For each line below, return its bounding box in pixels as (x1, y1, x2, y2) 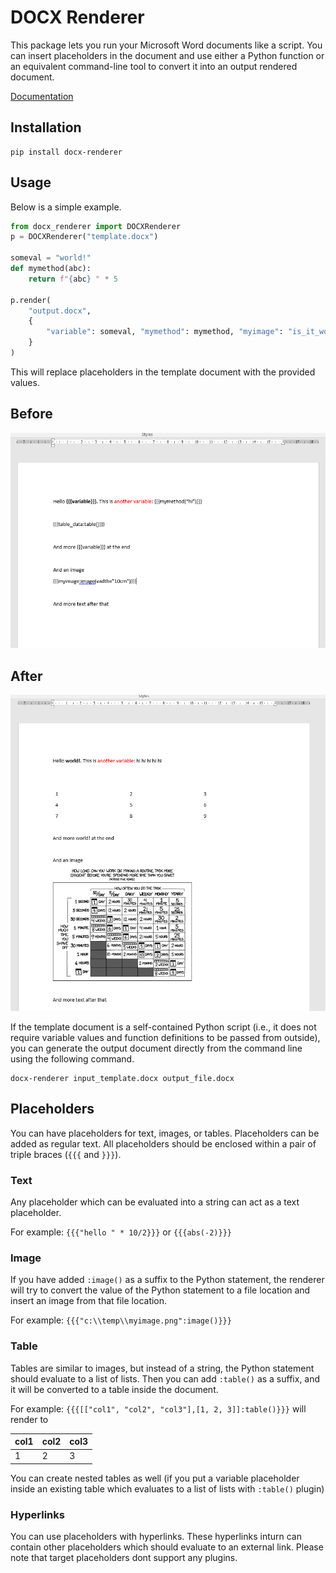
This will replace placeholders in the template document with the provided (10, 366, 316, 378)
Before (10, 406, 53, 423)
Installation (10, 119, 82, 136)
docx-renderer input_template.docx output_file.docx (10, 1073, 235, 1083)
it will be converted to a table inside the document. (10, 1383, 219, 1395)
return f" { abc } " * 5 (28, 274, 118, 284)
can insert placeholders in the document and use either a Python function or (10, 49, 325, 61)
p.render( (10, 295, 52, 305)
